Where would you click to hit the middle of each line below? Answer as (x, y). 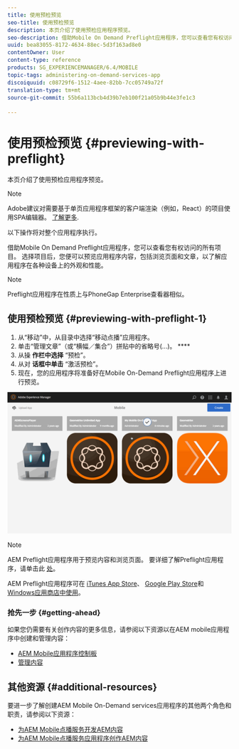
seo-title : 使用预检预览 (41, 22)
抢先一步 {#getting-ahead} (54, 612)
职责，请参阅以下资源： (42, 714)
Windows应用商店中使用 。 (46, 592)
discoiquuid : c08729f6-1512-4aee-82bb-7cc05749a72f (85, 83)
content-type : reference (44, 60)
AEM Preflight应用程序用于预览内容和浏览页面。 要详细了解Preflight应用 (112, 559)
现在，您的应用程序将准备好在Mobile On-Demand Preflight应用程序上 (119, 373)
